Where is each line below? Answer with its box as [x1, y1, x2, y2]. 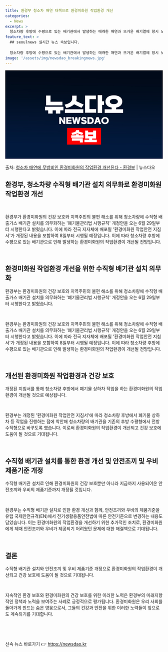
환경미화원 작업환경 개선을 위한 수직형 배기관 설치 [5, 264, 147, 273]
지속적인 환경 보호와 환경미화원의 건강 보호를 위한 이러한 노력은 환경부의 [5, 592, 145, 598]
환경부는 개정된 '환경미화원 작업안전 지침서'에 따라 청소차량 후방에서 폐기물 [5, 412, 151, 418]
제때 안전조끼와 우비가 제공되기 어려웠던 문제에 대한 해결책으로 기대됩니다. [14, 525, 159, 532]
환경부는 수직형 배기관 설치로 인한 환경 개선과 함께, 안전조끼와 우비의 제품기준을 [5, 507, 160, 513]
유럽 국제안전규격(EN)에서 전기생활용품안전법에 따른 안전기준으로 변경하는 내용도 [5, 513, 163, 519]
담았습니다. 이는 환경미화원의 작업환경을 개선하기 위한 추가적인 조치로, [5, 519, 141, 525]
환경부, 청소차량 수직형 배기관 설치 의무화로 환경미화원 [5, 180, 161, 189]
